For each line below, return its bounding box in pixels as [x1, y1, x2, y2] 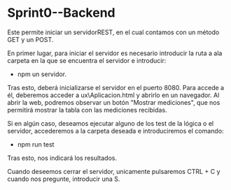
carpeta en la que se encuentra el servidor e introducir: [7, 56, 167, 64]
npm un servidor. [17, 70, 67, 78]
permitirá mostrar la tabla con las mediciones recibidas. [7, 105, 167, 114]
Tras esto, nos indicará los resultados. [7, 154, 118, 162]
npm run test [17, 140, 55, 148]
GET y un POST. [7, 35, 54, 43]
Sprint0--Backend [7, 5, 115, 21]
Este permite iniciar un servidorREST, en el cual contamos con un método [7, 28, 220, 36]
